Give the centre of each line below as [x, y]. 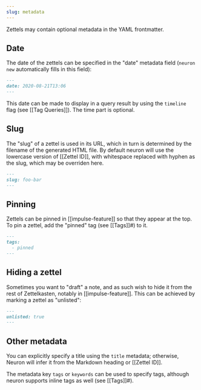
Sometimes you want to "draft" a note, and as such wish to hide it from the [99, 287]
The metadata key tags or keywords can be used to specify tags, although [98, 374]
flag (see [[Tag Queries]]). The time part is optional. [71, 110]
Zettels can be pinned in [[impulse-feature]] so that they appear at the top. [99, 219]
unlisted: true [25, 316]
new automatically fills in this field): [49, 69]
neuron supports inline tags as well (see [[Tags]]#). [70, 381]
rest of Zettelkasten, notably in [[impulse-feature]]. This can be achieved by [101, 293]
